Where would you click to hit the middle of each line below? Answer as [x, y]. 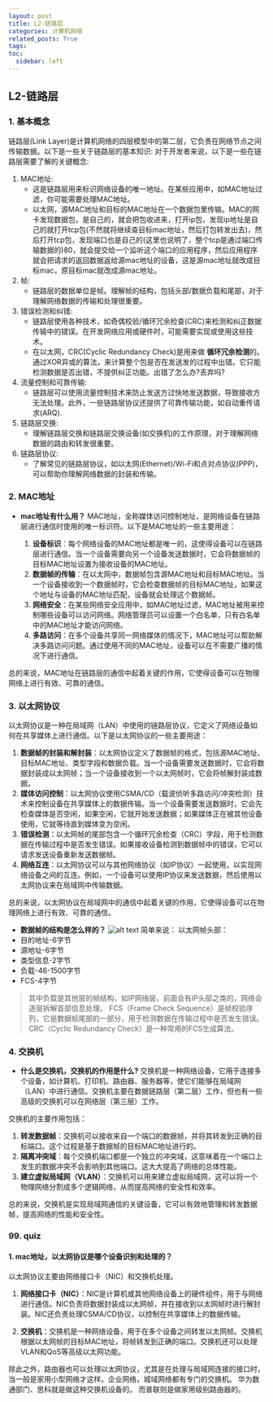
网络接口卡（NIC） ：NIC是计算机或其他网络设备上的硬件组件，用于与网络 [141, 1293]
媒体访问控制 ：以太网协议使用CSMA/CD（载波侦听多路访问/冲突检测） [139, 794]
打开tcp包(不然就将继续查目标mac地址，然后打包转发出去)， [154, 230]
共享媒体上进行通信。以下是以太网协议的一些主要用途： [115, 736]
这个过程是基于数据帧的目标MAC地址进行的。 [124, 1146]
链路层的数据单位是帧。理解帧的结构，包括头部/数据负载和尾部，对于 [147, 291]
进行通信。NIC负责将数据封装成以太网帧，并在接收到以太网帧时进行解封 [141, 1303]
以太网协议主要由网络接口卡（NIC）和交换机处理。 [93, 1276]
